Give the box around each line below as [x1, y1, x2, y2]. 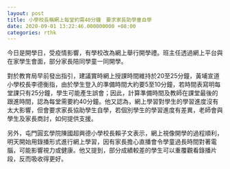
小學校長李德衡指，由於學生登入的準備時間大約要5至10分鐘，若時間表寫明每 [7, 80, 221, 89]
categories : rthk [7, 29, 57, 36]
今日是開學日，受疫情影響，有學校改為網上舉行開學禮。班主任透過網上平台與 [7, 49, 223, 57]
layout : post [7, 10, 44, 17]
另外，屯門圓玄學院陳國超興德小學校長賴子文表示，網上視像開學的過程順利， [7, 129, 223, 138]
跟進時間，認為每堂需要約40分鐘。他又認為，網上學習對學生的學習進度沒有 [7, 97, 219, 106]
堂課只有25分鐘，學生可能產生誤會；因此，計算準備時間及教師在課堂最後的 [7, 89, 218, 97]
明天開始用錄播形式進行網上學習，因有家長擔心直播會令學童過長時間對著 [7, 138, 211, 146]
